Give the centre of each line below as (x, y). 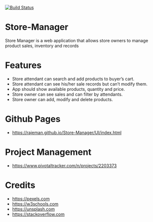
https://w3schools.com (35, 204)
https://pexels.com (31, 199)
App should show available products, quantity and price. (68, 89)
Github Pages (33, 119)
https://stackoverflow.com (38, 214)
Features (23, 65)
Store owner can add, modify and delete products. (62, 99)
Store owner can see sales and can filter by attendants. (67, 94)
